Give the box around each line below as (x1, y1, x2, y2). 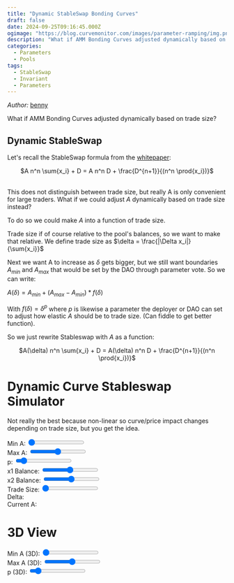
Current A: (7, 501, 37, 509)
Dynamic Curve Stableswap (7, 379, 172, 395)
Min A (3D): (7, 549, 40, 558)
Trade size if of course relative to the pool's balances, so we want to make (7, 230, 221, 238)
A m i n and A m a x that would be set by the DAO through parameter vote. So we (7, 266, 226, 275)
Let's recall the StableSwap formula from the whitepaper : (7, 153, 172, 161)
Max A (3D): (7, 559, 42, 567)
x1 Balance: (7, 467, 40, 475)
